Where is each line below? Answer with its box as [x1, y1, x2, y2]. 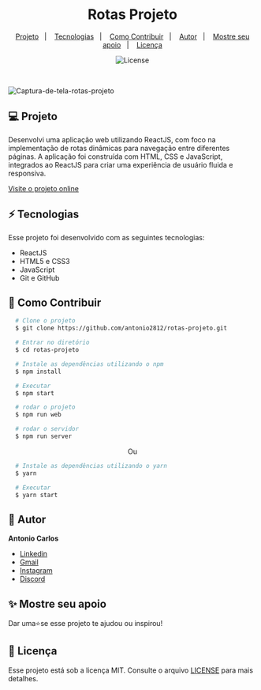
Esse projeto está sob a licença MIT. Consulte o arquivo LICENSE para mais [8, 665, 254, 675]
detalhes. [8, 673, 39, 683]
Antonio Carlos [8, 534, 59, 543]
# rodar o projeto [15, 403, 76, 412]
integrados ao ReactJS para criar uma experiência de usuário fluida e [8, 160, 233, 169]
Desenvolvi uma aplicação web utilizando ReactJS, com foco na [8, 134, 216, 144]
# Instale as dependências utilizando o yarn [15, 462, 168, 469]
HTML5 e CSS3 [19, 256, 70, 266]
